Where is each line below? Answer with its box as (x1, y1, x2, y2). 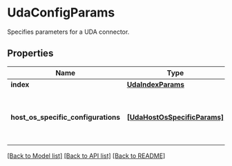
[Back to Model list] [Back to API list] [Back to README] (7, 152, 166, 160)
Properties (7, 48, 54, 59)
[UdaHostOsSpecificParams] (126, 112, 224, 122)
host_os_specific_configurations (10, 112, 121, 122)
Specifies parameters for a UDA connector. (7, 28, 130, 36)
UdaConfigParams (7, 5, 115, 21)
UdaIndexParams (126, 79, 185, 89)
